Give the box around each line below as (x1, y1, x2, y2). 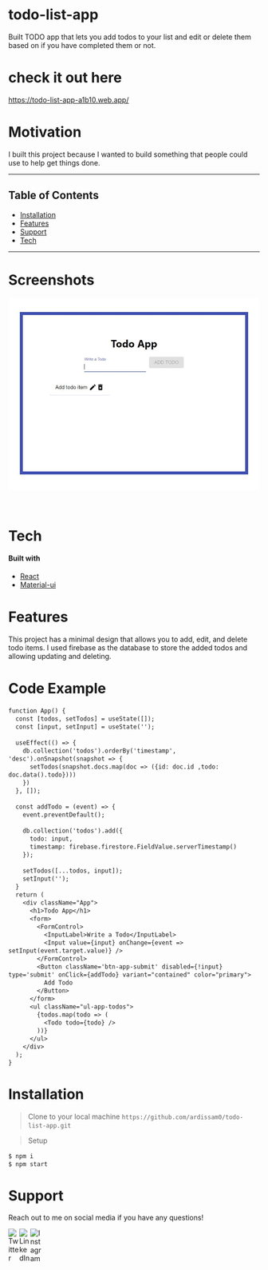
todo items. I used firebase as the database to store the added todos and (8, 642, 247, 653)
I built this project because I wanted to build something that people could (8, 150, 248, 159)
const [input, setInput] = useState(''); (15, 722, 156, 731)
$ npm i (8, 1152, 34, 1160)
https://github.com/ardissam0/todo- (121, 1113, 244, 1121)
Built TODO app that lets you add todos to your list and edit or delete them (8, 32, 251, 42)
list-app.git (27, 1121, 72, 1129)
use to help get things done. (8, 158, 101, 167)
